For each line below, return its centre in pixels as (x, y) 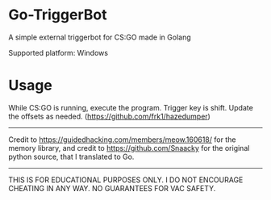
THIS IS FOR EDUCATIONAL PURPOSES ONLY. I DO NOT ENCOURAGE (126, 180)
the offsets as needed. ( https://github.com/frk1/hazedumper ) (110, 116)
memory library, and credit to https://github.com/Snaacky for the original (129, 148)
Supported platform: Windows (58, 52)
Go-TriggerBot (58, 15)
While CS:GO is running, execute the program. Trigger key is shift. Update (131, 107)
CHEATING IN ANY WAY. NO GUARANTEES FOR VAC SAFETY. (112, 188)
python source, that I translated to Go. (71, 156)
